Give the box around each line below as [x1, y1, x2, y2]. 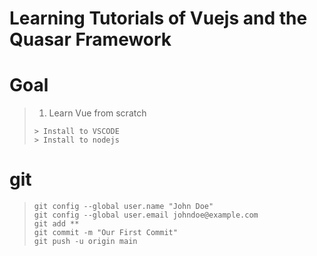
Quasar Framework [9, 28, 172, 51]
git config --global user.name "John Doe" [33, 202, 214, 212]
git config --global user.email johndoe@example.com [33, 210, 259, 221]
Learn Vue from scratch [48, 107, 147, 119]
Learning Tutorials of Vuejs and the [9, 7, 308, 30]
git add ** [33, 219, 80, 229]
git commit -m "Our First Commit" [33, 228, 178, 238]
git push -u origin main [33, 237, 138, 247]
